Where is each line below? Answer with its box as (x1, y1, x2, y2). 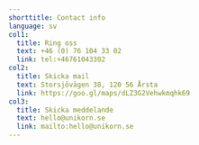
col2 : (8, 64, 29, 73)
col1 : (8, 30, 29, 39)
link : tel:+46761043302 (16, 55, 105, 64)
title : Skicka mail (16, 72, 90, 81)
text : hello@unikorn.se (16, 113, 105, 122)
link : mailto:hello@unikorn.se (16, 122, 134, 131)
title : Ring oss (16, 38, 77, 48)
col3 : (8, 96, 29, 106)
